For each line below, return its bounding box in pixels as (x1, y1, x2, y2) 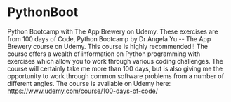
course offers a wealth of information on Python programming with (7, 50, 201, 58)
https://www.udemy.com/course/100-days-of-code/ (7, 87, 159, 95)
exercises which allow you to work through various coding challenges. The (7, 57, 223, 65)
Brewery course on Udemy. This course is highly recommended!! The (7, 42, 209, 50)
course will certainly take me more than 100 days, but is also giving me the (7, 64, 223, 73)
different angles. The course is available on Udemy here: (7, 79, 171, 87)
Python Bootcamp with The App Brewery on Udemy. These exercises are (7, 27, 218, 36)
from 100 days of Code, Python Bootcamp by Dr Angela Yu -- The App (7, 34, 211, 43)
